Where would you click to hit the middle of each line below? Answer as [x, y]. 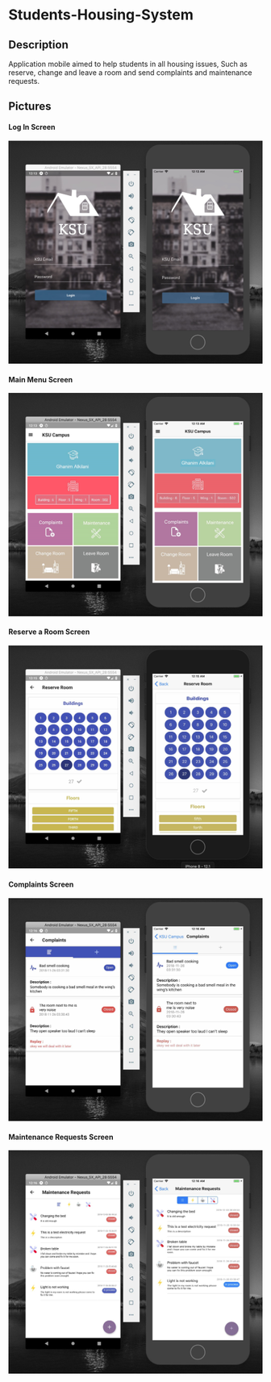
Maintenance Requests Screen [61, 1137]
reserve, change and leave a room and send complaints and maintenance [130, 73]
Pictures [30, 106]
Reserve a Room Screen [49, 632]
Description [38, 45]
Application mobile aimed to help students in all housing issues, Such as [128, 64]
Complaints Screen [41, 884]
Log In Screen [32, 127]
